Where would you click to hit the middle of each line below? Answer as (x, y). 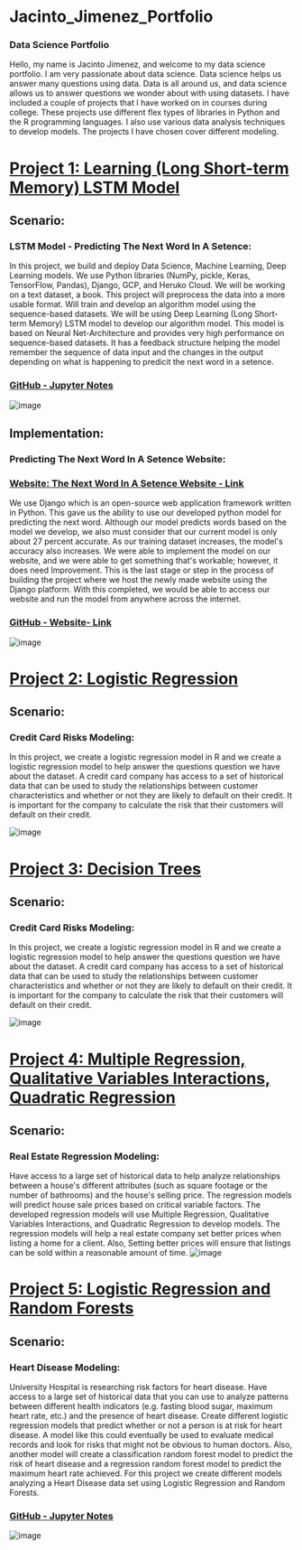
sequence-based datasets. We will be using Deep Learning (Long (131, 314)
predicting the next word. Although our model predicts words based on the (148, 522)
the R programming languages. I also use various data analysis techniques (147, 122)
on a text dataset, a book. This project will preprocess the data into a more (147, 294)
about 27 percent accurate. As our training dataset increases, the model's (146, 542)
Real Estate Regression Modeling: (85, 1156)
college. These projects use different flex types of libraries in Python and (145, 112)
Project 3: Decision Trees (105, 868)
